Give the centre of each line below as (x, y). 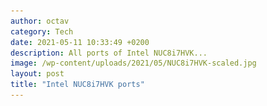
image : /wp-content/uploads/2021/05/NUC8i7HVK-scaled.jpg (133, 63)
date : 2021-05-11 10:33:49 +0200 (80, 42)
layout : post (37, 74)
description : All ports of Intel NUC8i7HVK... (109, 53)
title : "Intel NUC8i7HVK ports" (77, 85)
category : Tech (42, 31)
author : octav (40, 21)
